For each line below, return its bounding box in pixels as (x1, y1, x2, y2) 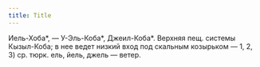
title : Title (8, 11, 52, 20)
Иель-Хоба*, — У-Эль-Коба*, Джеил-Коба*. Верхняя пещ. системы (8, 33, 236, 43)
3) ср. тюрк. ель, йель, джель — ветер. (8, 50, 141, 59)
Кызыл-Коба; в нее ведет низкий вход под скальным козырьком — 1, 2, (8, 41, 253, 51)
